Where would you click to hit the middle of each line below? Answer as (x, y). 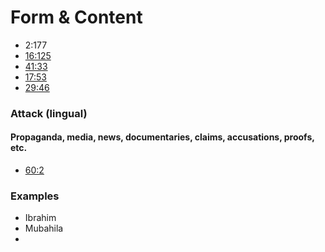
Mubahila (44, 228)
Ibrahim (40, 218)
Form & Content (76, 17)
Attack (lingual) (49, 113)
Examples (35, 196)
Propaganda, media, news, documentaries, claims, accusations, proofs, (162, 137)
